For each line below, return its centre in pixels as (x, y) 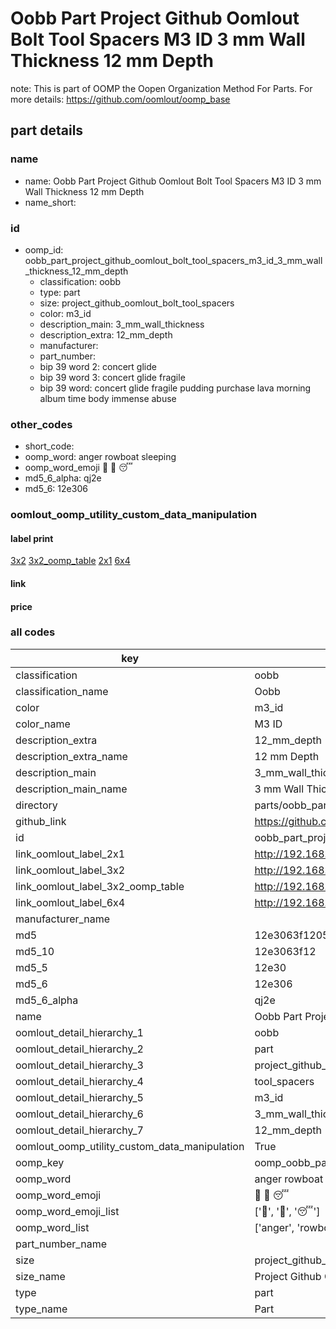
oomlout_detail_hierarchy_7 (79, 1130)
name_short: (50, 202)
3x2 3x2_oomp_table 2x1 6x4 (70, 561)
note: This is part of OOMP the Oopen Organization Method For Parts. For (161, 88)
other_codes (41, 424)
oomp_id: (44, 249)
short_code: (49, 446)
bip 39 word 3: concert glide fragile (112, 377)
